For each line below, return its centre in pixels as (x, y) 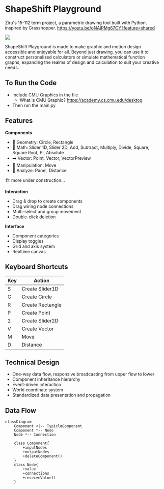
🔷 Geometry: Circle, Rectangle (43, 142)
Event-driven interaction (37, 385)
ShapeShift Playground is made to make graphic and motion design (73, 46)
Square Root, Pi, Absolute (38, 152)
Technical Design (32, 362)
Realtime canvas (29, 251)
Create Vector (38, 329)
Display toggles (28, 241)
